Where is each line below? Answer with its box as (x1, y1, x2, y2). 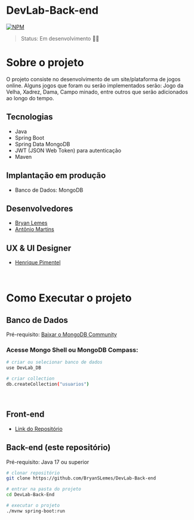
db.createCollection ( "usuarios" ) (6, 381, 90, 387)
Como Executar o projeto (6, 291, 132, 305)
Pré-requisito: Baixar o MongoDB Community (6, 331, 118, 338)
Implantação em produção (6, 171, 106, 181)
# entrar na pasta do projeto (6, 486, 82, 493)
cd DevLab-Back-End (6, 492, 55, 498)
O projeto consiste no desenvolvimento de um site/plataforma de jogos (6, 75, 181, 82)
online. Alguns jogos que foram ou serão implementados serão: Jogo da (6, 82, 184, 89)
